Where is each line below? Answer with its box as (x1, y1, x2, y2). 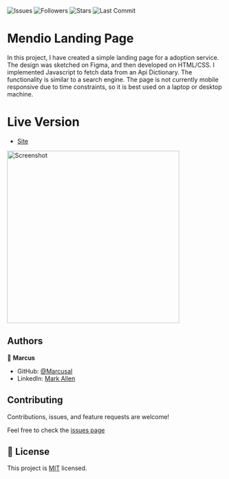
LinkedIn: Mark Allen (17, 374, 76, 383)
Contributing (7, 394, 63, 406)
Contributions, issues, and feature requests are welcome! (7, 412, 170, 420)
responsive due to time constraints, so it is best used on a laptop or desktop (7, 83, 222, 91)
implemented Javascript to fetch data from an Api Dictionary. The (7, 68, 193, 76)
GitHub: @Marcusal (17, 367, 73, 375)
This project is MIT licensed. (7, 464, 87, 472)
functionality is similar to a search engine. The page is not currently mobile (7, 75, 219, 83)
